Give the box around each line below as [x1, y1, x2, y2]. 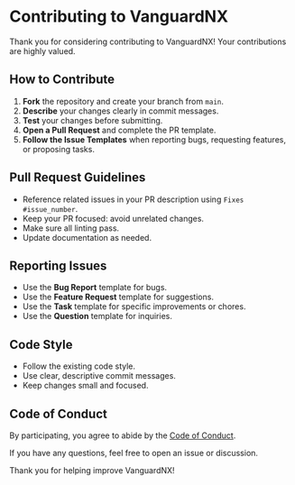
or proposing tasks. [22, 143, 95, 154]
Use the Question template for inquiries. [22, 311, 173, 322]
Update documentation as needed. [22, 232, 152, 242]
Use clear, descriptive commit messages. [22, 371, 176, 381]
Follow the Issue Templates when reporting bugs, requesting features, [22, 133, 287, 145]
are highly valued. [9, 45, 76, 56]
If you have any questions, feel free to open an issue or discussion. [9, 448, 259, 458]
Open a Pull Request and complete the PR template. [22, 124, 217, 135]
